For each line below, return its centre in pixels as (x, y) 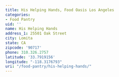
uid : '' (13, 24)
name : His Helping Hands (31, 29)
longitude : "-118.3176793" (34, 62)
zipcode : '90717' (24, 48)
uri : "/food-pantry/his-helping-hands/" (49, 66)
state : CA (16, 43)
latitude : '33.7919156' (30, 57)
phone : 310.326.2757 (27, 52)
